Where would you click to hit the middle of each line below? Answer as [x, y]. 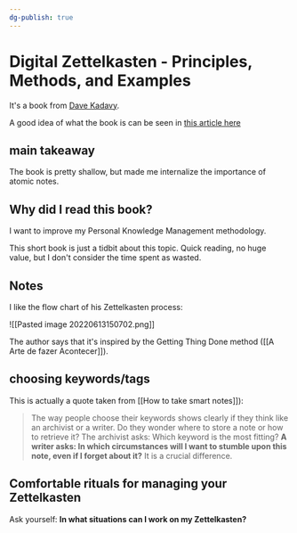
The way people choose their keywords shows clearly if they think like [160, 418]
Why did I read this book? [81, 209]
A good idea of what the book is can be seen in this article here [125, 122]
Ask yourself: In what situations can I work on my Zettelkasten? [128, 519]
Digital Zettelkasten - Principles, [131, 61]
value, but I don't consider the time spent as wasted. [105, 258]
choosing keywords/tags [80, 379]
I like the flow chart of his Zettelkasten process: [96, 307]
